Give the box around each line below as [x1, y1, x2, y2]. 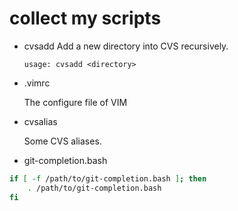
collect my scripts [9, 7, 162, 30]
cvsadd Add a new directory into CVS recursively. [23, 40, 229, 52]
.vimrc [23, 77, 51, 89]
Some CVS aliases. [23, 135, 102, 147]
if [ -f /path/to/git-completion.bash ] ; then [9, 173, 207, 184]
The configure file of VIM [23, 96, 128, 108]
